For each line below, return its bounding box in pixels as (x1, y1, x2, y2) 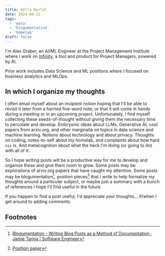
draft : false (5, 35, 32, 40)
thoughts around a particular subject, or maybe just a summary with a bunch (5, 179, 160, 185)
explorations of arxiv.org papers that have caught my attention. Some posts (5, 168, 158, 173)
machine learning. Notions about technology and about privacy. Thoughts (5, 132, 154, 138)
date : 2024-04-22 (5, 12, 41, 17)
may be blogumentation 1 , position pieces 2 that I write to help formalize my (5, 172, 155, 179)
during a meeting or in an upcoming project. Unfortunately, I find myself (5, 111, 150, 117)
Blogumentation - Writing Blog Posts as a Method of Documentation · (12, 230, 152, 236)
